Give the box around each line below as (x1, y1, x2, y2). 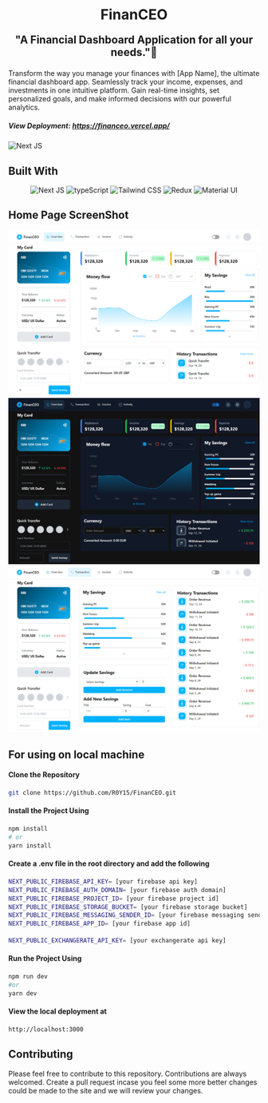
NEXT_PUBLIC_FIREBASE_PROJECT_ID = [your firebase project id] (8, 895, 219, 903)
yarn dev (8, 989, 37, 998)
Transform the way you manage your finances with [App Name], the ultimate (8, 69, 260, 78)
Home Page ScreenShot (8, 208, 129, 222)
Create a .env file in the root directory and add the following (8, 859, 210, 868)
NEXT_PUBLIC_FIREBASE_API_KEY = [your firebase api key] (8, 877, 198, 886)
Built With (8, 164, 58, 177)
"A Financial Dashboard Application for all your (14, 34, 254, 47)
